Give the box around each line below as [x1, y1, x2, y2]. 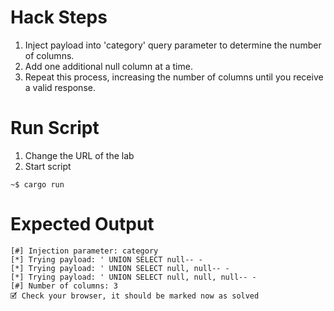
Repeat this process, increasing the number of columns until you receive [24, 71, 324, 83]
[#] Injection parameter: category [10, 246, 159, 256]
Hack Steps [10, 6, 108, 29]
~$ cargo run [10, 179, 65, 190]
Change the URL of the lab [24, 149, 135, 161]
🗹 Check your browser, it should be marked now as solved [10, 291, 260, 301]
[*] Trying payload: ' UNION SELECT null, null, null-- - [10, 272, 257, 282]
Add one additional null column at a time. [24, 60, 193, 72]
